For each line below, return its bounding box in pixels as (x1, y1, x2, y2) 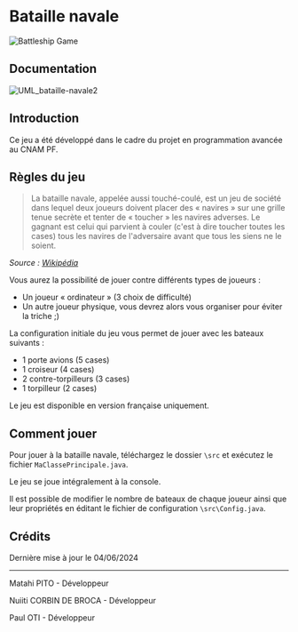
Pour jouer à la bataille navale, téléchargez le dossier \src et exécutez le (9, 450, 273, 460)
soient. (30, 240, 57, 251)
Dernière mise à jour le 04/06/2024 (9, 553, 139, 563)
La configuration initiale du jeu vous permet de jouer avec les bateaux (9, 328, 264, 339)
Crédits (9, 529, 51, 544)
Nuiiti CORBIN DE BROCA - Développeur (9, 596, 157, 605)
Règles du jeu (9, 169, 86, 184)
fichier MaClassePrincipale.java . (9, 460, 129, 470)
